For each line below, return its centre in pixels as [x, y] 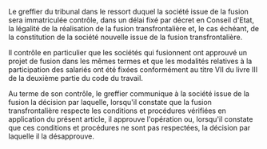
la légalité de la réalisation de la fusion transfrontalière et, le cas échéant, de [134, 28]
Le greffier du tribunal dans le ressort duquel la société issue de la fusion [129, 12]
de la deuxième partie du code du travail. [76, 78]
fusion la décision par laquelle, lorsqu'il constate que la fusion [110, 102]
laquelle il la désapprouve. [51, 136]
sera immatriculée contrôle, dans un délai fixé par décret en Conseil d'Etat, [131, 20]
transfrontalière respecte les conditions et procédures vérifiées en [117, 111]
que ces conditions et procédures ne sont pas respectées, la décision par [130, 128]
